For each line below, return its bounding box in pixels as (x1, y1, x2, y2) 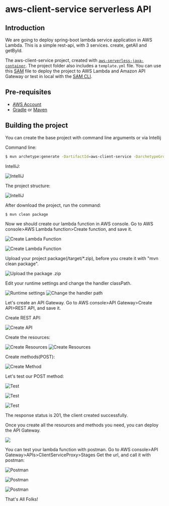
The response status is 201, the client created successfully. (5, 412, 128, 418)
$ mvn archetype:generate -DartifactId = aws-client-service (5, 154, 132, 159)
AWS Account (12, 101, 42, 107)
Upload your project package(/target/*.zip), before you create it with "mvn (5, 256, 158, 262)
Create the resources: (5, 334, 50, 341)
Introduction (5, 24, 45, 32)
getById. (5, 48, 23, 53)
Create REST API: (5, 315, 41, 321)
